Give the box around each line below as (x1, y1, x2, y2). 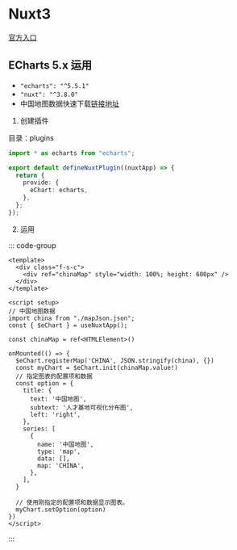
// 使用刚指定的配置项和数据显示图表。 (15, 498, 129, 506)
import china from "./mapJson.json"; (8, 314, 135, 322)
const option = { (15, 379, 74, 388)
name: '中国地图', (37, 440, 94, 448)
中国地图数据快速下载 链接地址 (19, 99, 119, 108)
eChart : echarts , (29, 187, 89, 195)
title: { (23, 386, 52, 394)
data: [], (37, 454, 70, 463)
